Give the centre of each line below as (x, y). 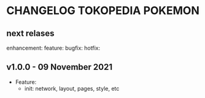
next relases (30, 33)
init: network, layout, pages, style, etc (72, 88)
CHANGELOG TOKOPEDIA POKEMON (103, 11)
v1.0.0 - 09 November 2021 (60, 67)
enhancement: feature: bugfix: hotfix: (53, 48)
